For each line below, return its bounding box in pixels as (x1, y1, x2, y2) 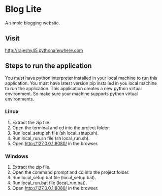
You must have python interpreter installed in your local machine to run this (5, 75, 158, 81)
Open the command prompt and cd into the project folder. (12, 169, 130, 175)
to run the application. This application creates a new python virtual (5, 85, 142, 91)
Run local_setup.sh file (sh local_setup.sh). (12, 130, 99, 136)
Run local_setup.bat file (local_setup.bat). (12, 175, 96, 181)
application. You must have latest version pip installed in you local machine (5, 80, 157, 86)
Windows (5, 152, 29, 159)
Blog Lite (5, 3, 42, 15)
